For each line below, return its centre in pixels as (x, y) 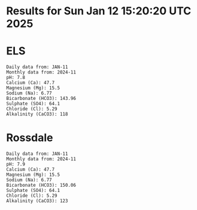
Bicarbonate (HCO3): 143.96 (41, 99)
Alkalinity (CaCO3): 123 (37, 201)
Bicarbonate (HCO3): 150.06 (41, 185)
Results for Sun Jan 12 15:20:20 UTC (99, 11)
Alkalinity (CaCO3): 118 (37, 114)
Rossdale (30, 138)
